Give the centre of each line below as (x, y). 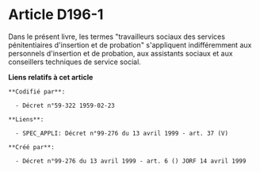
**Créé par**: (32, 147)
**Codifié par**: (37, 92)
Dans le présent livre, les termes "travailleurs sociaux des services (117, 36)
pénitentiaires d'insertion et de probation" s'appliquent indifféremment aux (130, 44)
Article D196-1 (56, 15)
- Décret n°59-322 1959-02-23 (65, 105)
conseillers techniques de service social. (75, 62)
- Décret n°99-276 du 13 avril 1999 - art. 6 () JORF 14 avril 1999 (131, 161)
